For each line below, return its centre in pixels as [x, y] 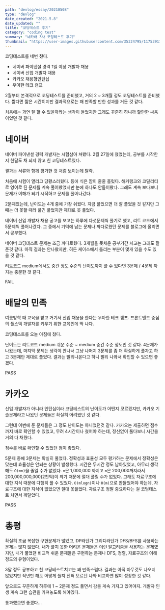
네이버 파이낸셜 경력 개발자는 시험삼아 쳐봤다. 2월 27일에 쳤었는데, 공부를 [75, 154]
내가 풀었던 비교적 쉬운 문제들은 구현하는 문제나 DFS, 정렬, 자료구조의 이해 [86, 553]
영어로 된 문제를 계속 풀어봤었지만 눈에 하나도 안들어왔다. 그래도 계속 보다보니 [84, 187]
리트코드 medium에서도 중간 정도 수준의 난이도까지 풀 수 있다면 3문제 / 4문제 [79, 266]
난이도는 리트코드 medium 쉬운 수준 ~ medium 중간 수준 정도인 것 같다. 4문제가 [82, 344]
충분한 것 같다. [28, 272]
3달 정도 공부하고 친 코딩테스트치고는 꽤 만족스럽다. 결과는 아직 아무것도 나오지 [80, 569]
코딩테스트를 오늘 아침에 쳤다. [33, 334]
